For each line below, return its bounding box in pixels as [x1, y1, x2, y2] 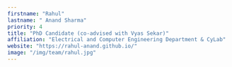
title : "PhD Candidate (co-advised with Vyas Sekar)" [7, 29, 170, 37]
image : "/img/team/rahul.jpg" [7, 50, 97, 57]
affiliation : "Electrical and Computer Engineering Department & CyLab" [7, 36, 226, 43]
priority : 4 [7, 23, 42, 30]
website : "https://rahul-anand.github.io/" [7, 43, 138, 50]
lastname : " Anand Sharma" [7, 17, 87, 24]
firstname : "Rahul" [7, 10, 65, 17]
